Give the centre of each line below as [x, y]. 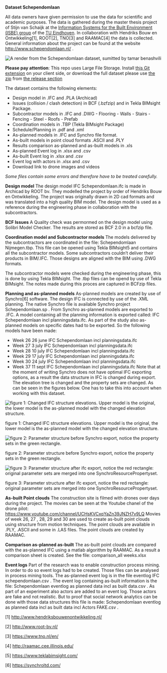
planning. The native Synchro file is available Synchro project [68, 304]
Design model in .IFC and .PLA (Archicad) [55, 98]
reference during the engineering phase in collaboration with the [71, 207]
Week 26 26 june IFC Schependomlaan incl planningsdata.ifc [75, 340]
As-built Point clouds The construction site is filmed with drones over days [82, 498]
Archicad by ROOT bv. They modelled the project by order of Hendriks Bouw [83, 191]
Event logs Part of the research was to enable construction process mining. [83, 565]
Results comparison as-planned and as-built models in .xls [72, 146]
